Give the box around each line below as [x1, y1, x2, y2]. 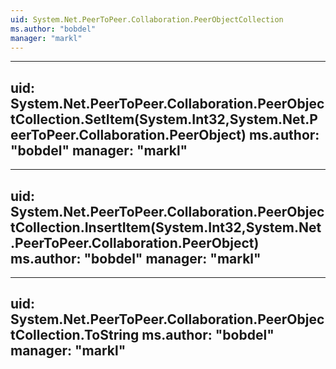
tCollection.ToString [10, 327, 140, 344]
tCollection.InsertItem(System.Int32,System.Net [10, 219, 322, 236]
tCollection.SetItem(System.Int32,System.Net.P [10, 111, 318, 128]
